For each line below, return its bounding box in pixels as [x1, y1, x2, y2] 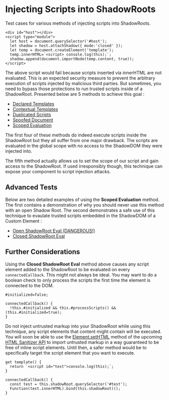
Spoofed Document [12, 117, 53, 123]
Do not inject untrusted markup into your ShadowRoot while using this [5, 323, 151, 329]
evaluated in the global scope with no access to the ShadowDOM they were [5, 143, 162, 149]
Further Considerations [5, 248, 80, 256]
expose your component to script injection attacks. [5, 168, 111, 174]
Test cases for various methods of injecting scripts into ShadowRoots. [5, 20, 151, 26]
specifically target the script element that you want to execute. [5, 350, 135, 356]
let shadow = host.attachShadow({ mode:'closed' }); [10, 43, 123, 48]
